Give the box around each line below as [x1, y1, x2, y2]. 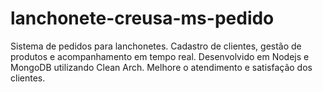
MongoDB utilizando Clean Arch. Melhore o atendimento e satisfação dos [10, 61, 313, 73]
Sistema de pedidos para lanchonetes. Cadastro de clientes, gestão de [10, 40, 302, 52]
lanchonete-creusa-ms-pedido [10, 7, 275, 30]
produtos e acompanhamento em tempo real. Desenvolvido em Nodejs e [10, 50, 310, 62]
